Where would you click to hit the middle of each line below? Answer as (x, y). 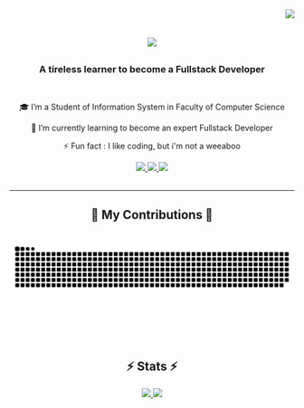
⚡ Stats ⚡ (152, 367)
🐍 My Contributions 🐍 (152, 215)
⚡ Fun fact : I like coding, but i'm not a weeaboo (152, 146)
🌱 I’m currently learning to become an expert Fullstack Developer (152, 128)
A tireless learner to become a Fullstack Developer (152, 70)
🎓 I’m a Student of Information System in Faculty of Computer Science (152, 107)
